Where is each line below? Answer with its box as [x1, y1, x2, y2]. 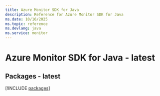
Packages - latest [5, 72, 61, 80]
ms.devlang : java [5, 26, 41, 31]
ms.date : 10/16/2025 [5, 16, 48, 21]
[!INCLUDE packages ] [5, 85, 50, 91]
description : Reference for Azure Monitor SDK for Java [5, 12, 124, 17]
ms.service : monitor [5, 30, 48, 35]
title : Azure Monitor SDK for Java [5, 7, 79, 12]
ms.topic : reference [5, 21, 48, 26]
